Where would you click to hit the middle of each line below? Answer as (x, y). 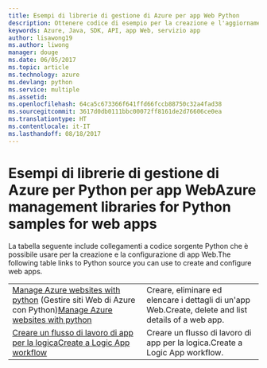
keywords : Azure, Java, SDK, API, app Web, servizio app (104, 30)
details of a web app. (186, 320)
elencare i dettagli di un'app (198, 300)
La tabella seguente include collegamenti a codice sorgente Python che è (128, 246)
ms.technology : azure (44, 75)
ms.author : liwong (39, 45)
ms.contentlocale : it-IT (49, 126)
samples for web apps (83, 224)
